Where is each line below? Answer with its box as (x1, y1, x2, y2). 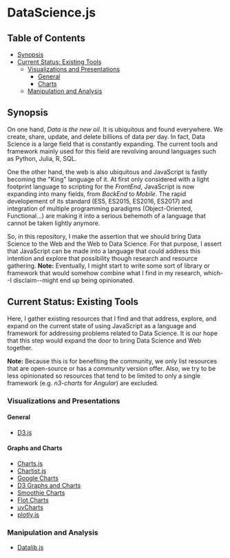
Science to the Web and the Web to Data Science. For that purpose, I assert (7, 239, 222, 248)
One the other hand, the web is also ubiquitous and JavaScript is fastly (7, 167, 208, 176)
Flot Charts (17, 495, 50, 504)
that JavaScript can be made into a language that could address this (7, 246, 201, 255)
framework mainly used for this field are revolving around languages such (7, 147, 217, 155)
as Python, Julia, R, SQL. (7, 154, 77, 162)
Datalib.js (17, 544, 44, 552)
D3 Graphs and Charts (17, 481, 81, 489)
